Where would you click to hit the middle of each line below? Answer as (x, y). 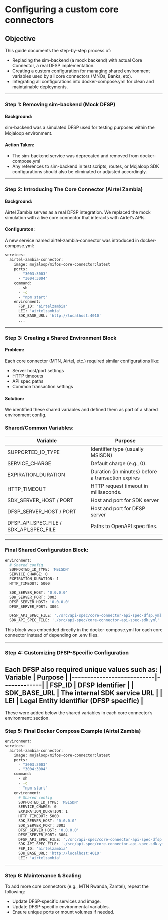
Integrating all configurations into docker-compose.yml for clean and (83, 82)
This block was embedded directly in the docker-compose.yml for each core (84, 630)
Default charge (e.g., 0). (119, 464)
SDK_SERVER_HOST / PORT (41, 500)
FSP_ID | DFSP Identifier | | (92, 685)
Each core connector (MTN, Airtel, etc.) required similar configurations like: (82, 361)
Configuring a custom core (62, 9)
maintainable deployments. (40, 87)
